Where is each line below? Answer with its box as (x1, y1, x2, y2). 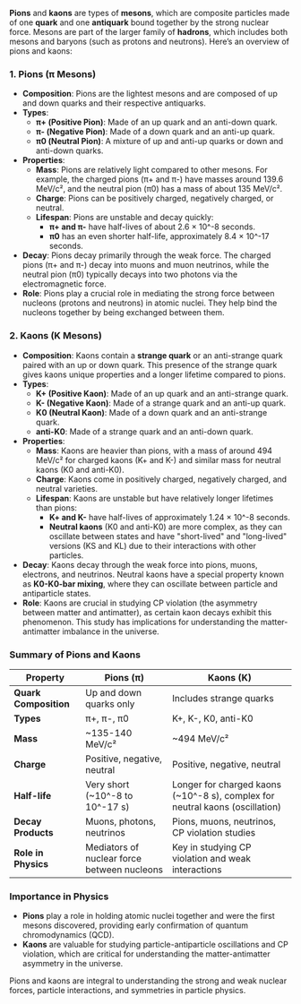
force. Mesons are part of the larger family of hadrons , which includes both (9, 27, 288, 37)
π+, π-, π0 (84, 712, 130, 725)
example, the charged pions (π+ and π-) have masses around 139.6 (35, 174, 284, 184)
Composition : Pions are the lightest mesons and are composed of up (21, 89, 278, 99)
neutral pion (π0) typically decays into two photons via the (21, 269, 238, 280)
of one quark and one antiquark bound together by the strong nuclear (9, 17, 270, 28)
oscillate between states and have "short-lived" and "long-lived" (48, 530, 288, 541)
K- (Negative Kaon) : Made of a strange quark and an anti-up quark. (35, 398, 287, 408)
